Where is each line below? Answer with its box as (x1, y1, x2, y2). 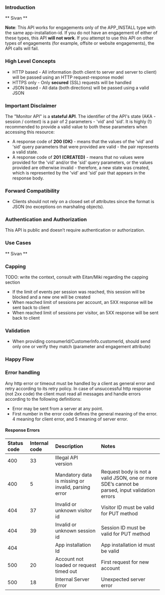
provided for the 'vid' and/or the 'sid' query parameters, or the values (12, 159, 153, 165)
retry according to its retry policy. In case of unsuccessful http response (5, 386, 151, 391)
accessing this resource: (5, 129, 55, 135)
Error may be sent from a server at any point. (12, 405, 104, 412)
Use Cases (5, 239, 31, 246)
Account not (55, 555, 83, 562)
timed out (55, 567, 78, 574)
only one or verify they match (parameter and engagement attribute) (12, 344, 151, 350)
